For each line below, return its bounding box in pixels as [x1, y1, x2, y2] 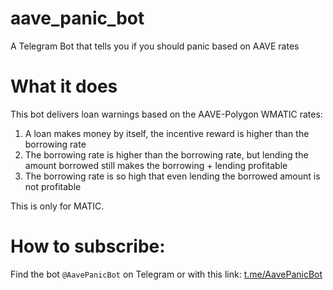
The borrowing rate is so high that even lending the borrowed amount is [24, 170, 321, 182]
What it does [10, 75, 118, 98]
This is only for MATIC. [10, 200, 105, 212]
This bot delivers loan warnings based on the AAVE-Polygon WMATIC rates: [10, 108, 323, 120]
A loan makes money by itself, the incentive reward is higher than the [24, 127, 310, 139]
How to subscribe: [10, 235, 166, 258]
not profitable [24, 180, 82, 192]
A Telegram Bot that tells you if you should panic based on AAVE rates [10, 40, 300, 52]
